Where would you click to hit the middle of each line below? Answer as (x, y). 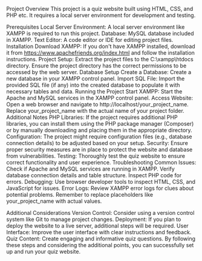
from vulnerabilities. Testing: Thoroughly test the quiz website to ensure (96, 156)
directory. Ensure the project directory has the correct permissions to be (96, 66)
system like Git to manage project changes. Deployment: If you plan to (94, 219)
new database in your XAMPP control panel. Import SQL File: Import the (96, 79)
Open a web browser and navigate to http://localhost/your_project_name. (97, 104)
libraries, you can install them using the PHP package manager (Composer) (100, 124)
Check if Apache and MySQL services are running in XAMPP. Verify (91, 169)
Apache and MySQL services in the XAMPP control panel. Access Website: (100, 98)
